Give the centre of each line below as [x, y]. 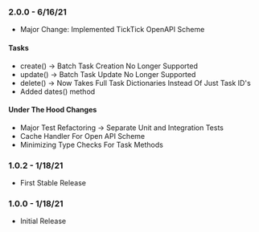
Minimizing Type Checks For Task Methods [91, 144]
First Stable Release [53, 183]
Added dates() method [58, 92]
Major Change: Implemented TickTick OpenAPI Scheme [112, 30]
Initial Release [43, 221]
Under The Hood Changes [53, 110]
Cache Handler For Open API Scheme [82, 136]
